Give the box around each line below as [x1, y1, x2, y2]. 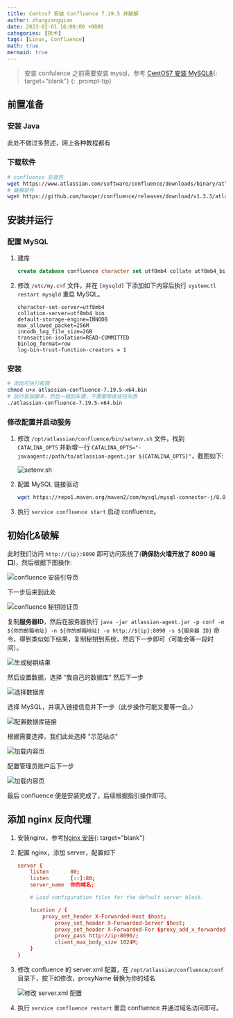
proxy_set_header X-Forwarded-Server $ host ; [54, 919, 186, 926]
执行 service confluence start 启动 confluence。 [17, 507, 160, 516]
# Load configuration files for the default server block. [30, 894, 205, 901]
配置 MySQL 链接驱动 [17, 480, 78, 488]
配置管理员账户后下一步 [7, 761, 74, 770]
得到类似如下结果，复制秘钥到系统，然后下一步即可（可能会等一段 [19, 635, 208, 643]
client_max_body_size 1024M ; [54, 939, 139, 946]
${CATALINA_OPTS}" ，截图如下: [138, 452, 224, 460]
